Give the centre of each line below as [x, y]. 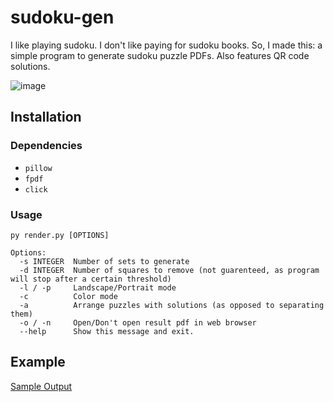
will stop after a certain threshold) [91, 279]
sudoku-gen [62, 17]
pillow [38, 168]
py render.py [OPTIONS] [60, 235]
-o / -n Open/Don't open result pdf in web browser [138, 322]
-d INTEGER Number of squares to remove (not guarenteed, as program [169, 270]
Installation [46, 117]
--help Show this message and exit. [107, 331]
